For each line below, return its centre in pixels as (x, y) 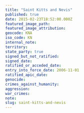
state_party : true (24, 51)
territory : (16, 47)
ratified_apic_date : (27, 75)
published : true (22, 14)
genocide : (15, 79)
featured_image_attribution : (35, 28)
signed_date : (19, 61)
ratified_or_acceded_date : (33, 65)
